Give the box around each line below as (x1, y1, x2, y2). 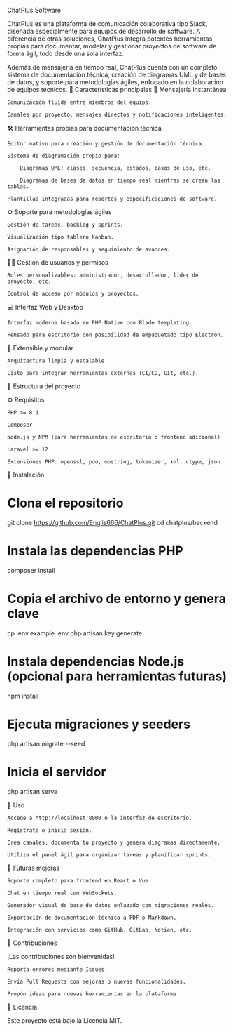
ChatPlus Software (7, 6, 62, 14)
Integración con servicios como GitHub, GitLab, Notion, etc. (7, 926, 192, 933)
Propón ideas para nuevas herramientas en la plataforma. (7, 990, 180, 998)
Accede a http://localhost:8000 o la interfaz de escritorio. (7, 814, 192, 821)
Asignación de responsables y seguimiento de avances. (7, 246, 171, 253)
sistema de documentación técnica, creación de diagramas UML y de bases (7, 70, 226, 79)
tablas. (7, 183, 30, 190)
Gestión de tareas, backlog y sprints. (7, 221, 124, 228)
